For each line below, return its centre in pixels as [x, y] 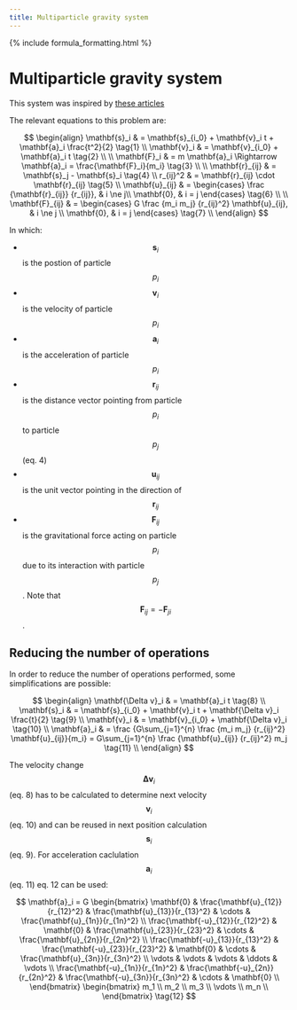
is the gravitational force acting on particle [99, 536]
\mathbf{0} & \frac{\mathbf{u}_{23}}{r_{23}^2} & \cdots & [149, 930]
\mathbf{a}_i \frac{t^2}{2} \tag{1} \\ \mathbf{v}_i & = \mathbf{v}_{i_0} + [149, 146]
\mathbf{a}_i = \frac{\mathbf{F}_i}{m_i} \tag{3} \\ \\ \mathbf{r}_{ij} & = [149, 166]
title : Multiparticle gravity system [79, 17]
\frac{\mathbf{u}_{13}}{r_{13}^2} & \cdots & [172, 911]
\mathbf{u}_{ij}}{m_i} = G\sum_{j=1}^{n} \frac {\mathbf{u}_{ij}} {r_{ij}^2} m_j [149, 739]
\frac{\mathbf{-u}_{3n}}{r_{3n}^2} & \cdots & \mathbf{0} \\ [172, 977]
